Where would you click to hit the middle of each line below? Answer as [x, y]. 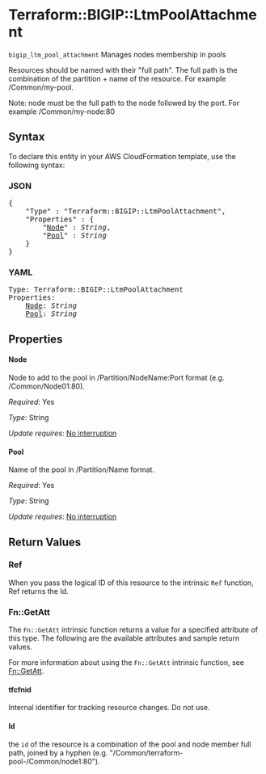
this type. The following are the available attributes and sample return [124, 638]
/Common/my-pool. [41, 87]
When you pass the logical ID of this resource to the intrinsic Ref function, [131, 583]
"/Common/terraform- [146, 752]
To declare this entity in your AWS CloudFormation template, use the [122, 156]
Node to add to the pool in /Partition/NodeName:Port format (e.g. [116, 377]
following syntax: [37, 165]
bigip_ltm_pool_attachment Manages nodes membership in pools [117, 54]
